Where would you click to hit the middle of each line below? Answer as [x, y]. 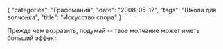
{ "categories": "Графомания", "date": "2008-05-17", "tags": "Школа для [112, 10]
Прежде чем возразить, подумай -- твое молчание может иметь [104, 31]
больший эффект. [33, 38]
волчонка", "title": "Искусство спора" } [64, 17]
